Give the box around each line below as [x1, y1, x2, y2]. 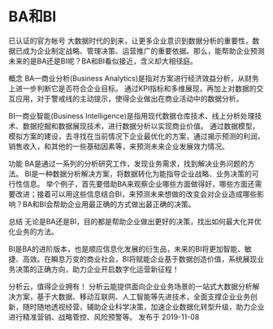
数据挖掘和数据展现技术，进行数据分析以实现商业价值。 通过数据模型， [22, 121, 260, 131]
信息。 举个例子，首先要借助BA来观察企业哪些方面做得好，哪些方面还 [22, 179, 255, 188]
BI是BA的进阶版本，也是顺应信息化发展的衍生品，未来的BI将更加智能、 [8, 244, 245, 253]
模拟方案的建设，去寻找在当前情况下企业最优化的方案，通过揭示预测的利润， [8, 131, 265, 141]
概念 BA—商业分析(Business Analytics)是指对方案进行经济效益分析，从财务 [8, 73, 260, 83]
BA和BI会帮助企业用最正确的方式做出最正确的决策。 [22, 199, 196, 209]
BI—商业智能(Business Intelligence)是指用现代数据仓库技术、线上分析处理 [8, 110, 255, 120]
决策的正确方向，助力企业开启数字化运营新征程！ [15, 264, 180, 274]
